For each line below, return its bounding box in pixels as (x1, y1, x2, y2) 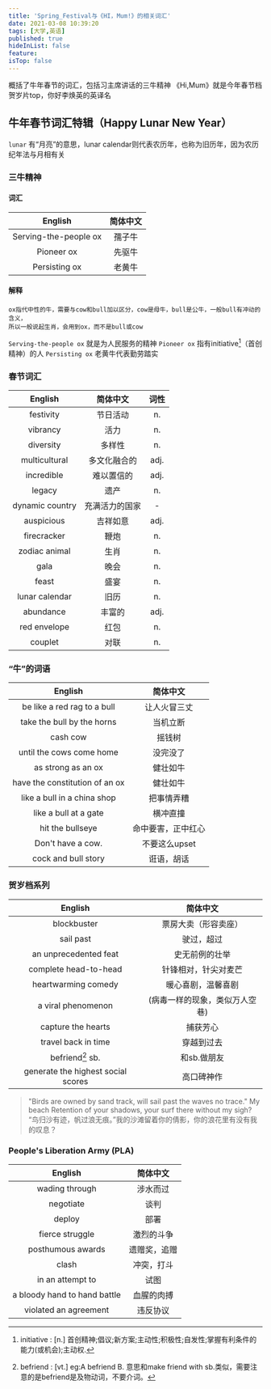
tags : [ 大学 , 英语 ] (8, 27, 66, 35)
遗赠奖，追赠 (128, 1243, 177, 1255)
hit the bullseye (40, 823, 98, 834)
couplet (30, 636, 59, 647)
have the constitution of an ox (12, 777, 125, 789)
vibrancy (27, 424, 61, 435)
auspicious (23, 515, 65, 526)
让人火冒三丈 (144, 701, 194, 713)
